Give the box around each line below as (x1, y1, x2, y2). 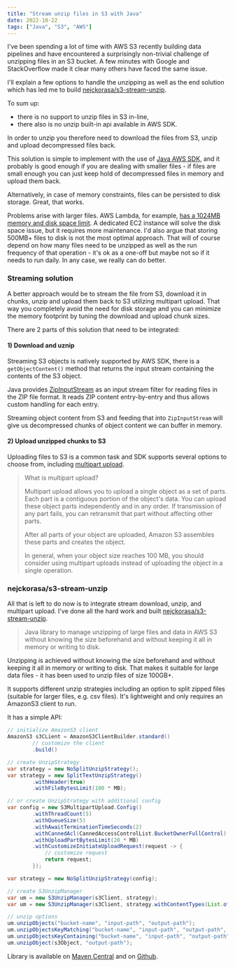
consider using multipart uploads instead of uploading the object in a (24, 559, 223, 567)
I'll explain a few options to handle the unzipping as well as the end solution (7, 78, 225, 87)
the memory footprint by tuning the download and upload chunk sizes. (7, 312, 210, 320)
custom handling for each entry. (7, 400, 99, 408)
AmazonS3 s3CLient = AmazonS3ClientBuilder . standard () (7, 733, 171, 740)
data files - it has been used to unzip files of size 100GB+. (7, 671, 174, 680)
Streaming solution (7, 273, 73, 283)
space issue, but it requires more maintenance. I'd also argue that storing (7, 227, 218, 235)
